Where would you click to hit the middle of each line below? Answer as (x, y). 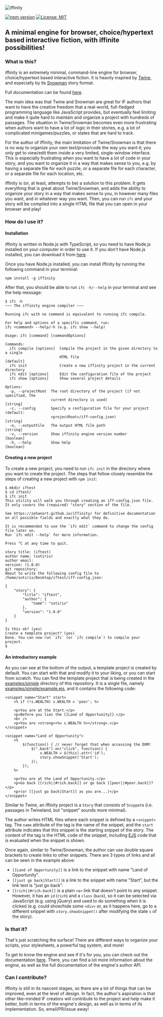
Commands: (15, 344)
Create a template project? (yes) (40, 633)
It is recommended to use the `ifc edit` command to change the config (79, 527)
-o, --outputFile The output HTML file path (57, 425)
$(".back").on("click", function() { (69, 749)
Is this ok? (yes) (24, 629)
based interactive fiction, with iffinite (62, 40)
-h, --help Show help (40, 442)
